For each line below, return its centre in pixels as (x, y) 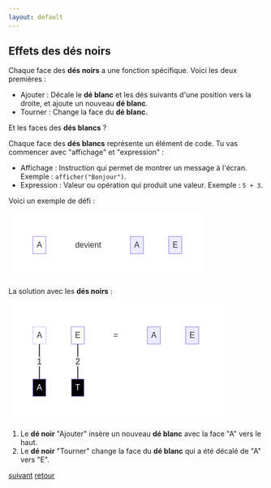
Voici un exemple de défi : (52, 201)
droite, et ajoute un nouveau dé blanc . (84, 104)
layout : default (36, 17)
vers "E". (35, 460)
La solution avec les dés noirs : (60, 292)
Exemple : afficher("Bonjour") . (73, 177)
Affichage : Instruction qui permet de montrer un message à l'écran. (133, 168)
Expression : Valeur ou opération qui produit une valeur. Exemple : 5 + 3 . (142, 185)
